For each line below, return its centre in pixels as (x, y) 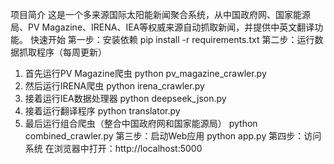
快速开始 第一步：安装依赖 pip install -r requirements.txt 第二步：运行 (172, 39)
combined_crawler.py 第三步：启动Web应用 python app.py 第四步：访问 (173, 136)
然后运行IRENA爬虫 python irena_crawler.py (114, 86)
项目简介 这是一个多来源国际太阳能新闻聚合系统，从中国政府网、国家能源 (160, 14)
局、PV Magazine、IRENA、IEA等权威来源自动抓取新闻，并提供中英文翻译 (162, 27)
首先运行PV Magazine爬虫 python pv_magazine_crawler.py (145, 73)
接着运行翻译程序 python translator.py (102, 111)
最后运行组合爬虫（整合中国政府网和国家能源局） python (141, 123)
